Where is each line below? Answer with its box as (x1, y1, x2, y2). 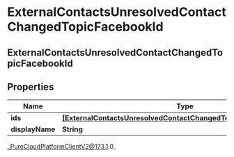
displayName (10, 124, 56, 134)
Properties (7, 81, 54, 92)
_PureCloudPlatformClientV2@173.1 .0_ (7, 142, 116, 151)
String (62, 124, 84, 134)
